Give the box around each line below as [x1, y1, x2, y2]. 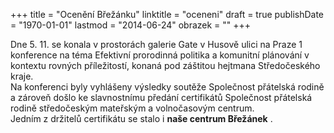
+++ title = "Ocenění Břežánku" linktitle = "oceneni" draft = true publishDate [10, 9, 325, 20]
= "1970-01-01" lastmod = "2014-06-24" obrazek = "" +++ [10, 19, 252, 31]
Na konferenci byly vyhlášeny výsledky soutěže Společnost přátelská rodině [10, 81, 325, 93]
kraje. [10, 70, 34, 82]
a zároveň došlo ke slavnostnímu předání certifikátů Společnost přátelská [10, 92, 313, 103]
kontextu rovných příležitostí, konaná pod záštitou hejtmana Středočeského [10, 60, 321, 71]
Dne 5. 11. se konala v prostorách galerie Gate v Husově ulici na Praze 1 [10, 39, 303, 50]
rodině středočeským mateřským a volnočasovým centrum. [10, 102, 255, 114]
